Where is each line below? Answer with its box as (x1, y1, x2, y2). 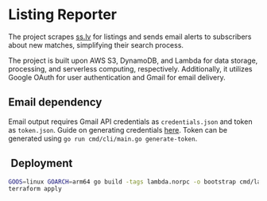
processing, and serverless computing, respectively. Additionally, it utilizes (8, 64, 253, 73)
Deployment (10, 157, 73, 170)
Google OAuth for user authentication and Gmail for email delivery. (8, 72, 226, 82)
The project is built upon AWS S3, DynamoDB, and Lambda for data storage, (8, 56, 258, 65)
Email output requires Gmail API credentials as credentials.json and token (8, 117, 253, 126)
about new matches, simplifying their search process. (8, 40, 184, 49)
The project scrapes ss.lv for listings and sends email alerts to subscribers (8, 32, 252, 41)
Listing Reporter (8, 6, 118, 24)
